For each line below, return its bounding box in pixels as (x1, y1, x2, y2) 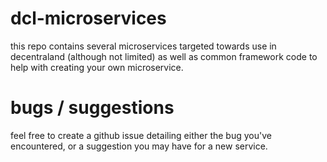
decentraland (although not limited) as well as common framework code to (10, 50, 318, 62)
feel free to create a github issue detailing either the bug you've (10, 129, 272, 141)
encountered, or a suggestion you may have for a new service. (10, 140, 268, 152)
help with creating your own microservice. (10, 61, 184, 73)
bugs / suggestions (10, 97, 175, 119)
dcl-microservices (10, 7, 167, 30)
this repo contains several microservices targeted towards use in (10, 40, 277, 52)
